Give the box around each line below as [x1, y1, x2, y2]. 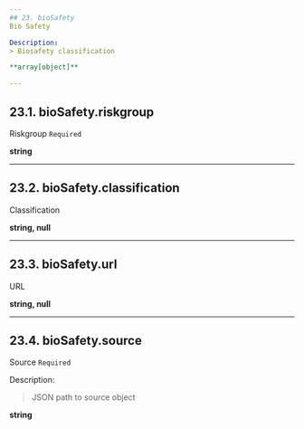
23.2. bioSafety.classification [9, 180, 180, 195]
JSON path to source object [31, 392, 136, 403]
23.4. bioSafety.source [9, 332, 142, 348]
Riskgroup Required [9, 128, 82, 138]
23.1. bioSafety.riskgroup [9, 104, 155, 119]
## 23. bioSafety [9, 13, 75, 23]
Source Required [9, 357, 71, 367]
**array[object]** [9, 62, 79, 72]
